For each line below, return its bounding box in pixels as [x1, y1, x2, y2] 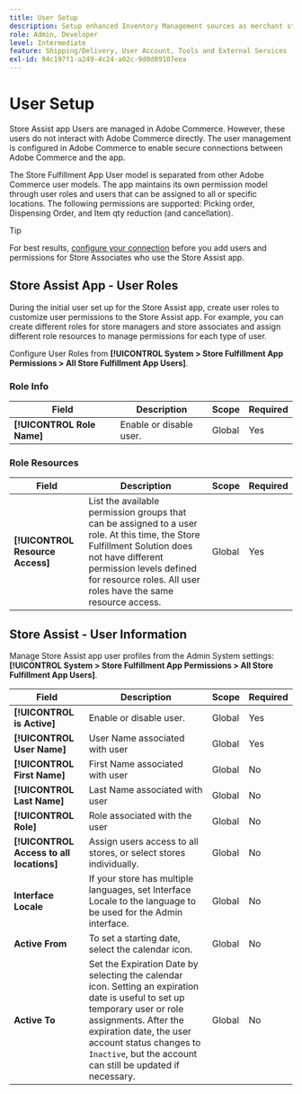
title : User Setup [9, 13, 78, 22]
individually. [88, 858, 139, 870]
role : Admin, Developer [9, 30, 99, 39]
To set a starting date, [88, 932, 182, 945]
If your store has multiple [88, 873, 194, 885]
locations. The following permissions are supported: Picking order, [9, 198, 255, 209]
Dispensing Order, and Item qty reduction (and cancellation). [9, 208, 234, 218]
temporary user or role [88, 1003, 184, 1016]
